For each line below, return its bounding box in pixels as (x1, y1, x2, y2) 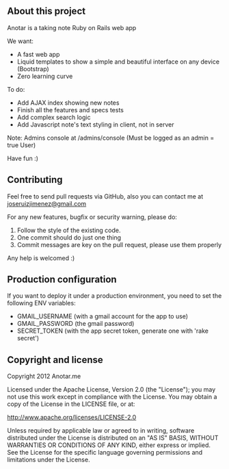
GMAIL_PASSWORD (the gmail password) (16, 320, 135, 328)
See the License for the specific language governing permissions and (7, 448, 203, 457)
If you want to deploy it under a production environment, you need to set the (7, 292, 222, 300)
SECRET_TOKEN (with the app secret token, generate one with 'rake (16, 327, 208, 335)
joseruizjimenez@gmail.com (7, 199, 87, 207)
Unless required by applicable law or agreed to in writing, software (7, 427, 195, 435)
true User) (7, 140, 36, 149)
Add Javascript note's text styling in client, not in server (16, 120, 174, 129)
